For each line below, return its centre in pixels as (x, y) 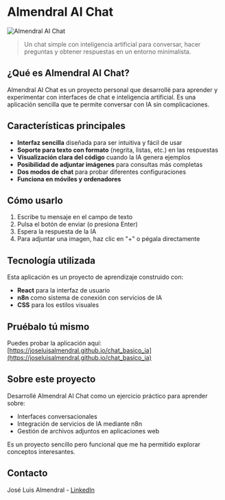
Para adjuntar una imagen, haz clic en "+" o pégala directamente (108, 239)
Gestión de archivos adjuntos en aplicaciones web (88, 431)
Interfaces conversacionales (57, 416)
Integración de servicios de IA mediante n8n (80, 424)
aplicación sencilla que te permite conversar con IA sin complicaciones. (108, 104)
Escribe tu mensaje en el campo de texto (75, 217)
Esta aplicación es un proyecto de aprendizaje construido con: (95, 277)
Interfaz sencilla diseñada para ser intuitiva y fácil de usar (99, 142)
